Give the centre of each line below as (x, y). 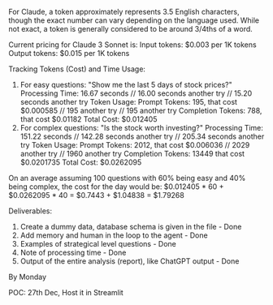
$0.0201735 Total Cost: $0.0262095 (81, 162)
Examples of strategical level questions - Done (98, 244)
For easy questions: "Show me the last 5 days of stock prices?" (126, 85)
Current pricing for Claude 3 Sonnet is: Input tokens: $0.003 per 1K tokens (133, 45)
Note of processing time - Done (73, 252)
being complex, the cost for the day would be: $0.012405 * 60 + (116, 187)
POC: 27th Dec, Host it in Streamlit (66, 292)
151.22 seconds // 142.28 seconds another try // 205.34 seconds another (142, 136)
